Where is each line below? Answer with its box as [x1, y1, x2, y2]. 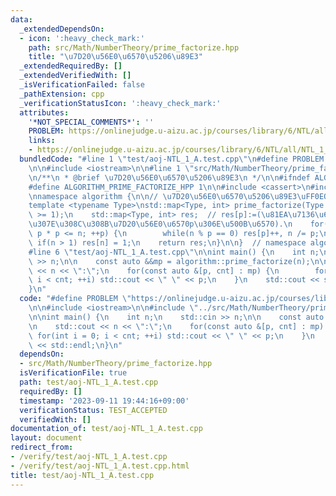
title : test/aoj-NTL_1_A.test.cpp [10, 470, 155, 480]
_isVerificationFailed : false [19, 80, 145, 90]
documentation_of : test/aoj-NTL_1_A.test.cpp [10, 424, 203, 434]
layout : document [10, 433, 83, 443]
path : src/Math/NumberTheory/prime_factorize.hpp [28, 42, 240, 53]
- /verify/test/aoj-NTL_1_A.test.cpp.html [10, 461, 190, 471]
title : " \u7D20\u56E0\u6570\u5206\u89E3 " [28, 52, 203, 62]
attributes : [19, 107, 70, 118]
